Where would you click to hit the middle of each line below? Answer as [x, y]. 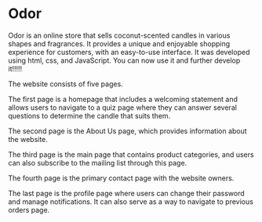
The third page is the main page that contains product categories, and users [131, 155]
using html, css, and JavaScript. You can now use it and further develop [124, 60]
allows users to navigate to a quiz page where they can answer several [123, 107]
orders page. [29, 209]
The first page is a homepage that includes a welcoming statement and [123, 99]
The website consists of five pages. [65, 84]
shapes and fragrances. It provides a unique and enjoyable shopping [119, 43]
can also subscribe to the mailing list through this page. [98, 162]
